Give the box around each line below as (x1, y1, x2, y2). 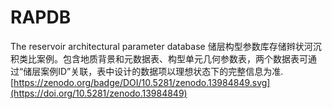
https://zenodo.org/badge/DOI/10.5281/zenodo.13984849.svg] (13, 76, 271, 88)
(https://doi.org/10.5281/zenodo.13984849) (10, 87, 188, 99)
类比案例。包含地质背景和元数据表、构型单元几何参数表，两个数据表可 (18, 52, 308, 65)
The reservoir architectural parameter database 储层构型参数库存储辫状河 (10, 40, 313, 52)
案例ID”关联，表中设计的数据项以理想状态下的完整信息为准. (40, 65, 284, 77)
